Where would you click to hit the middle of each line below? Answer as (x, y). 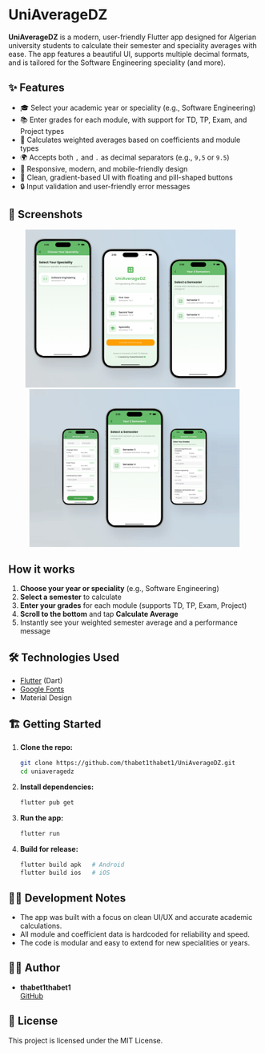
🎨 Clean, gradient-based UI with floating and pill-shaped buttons (126, 177)
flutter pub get (47, 802)
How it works (42, 569)
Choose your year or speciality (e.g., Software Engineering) (120, 589)
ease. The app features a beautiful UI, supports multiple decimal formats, (129, 54)
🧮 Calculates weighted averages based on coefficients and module (130, 140)
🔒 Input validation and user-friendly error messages (105, 186)
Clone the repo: (46, 747)
